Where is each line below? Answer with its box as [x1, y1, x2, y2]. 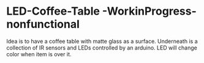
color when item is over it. [6, 50, 72, 57]
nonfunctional [6, 17, 80, 31]
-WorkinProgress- [102, 4, 197, 18]
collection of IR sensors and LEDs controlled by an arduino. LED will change [6, 44, 197, 51]
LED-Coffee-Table [6, 4, 100, 18]
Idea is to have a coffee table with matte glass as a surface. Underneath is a [6, 37, 198, 45]
